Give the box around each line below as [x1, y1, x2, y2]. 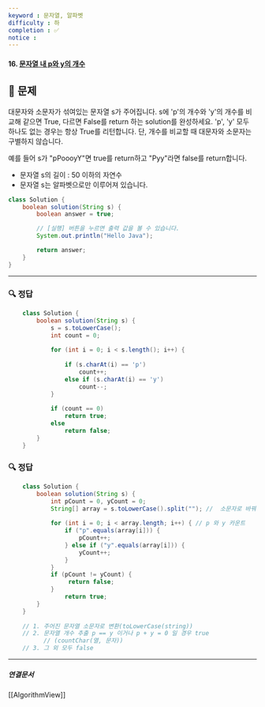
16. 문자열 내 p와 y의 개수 [8, 58, 85, 68]
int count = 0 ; [50, 331, 101, 340]
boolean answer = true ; [36, 210, 114, 218]
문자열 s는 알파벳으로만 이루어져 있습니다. [19, 179, 148, 190]
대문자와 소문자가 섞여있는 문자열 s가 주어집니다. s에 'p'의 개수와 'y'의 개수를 [8, 107, 244, 116]
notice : [8, 33, 37, 42]
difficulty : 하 [8, 19, 61, 27]
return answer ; [36, 246, 87, 254]
